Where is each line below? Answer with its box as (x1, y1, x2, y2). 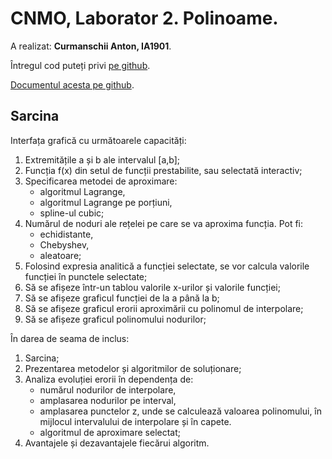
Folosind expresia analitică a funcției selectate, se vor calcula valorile (24, 260, 310, 272)
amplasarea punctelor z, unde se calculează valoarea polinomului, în (39, 405, 323, 417)
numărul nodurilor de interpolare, (39, 383, 177, 396)
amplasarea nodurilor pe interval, (39, 394, 177, 406)
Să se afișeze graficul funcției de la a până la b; (24, 292, 220, 304)
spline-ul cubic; (39, 207, 105, 219)
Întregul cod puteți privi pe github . (10, 59, 151, 71)
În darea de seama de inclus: (10, 332, 130, 344)
